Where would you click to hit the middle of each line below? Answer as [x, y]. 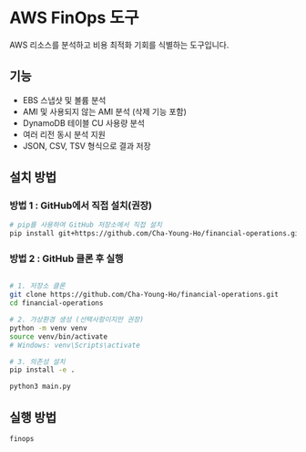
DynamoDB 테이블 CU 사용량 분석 [84, 122]
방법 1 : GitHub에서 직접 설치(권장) [81, 205]
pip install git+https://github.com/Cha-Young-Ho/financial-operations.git [156, 234]
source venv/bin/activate [58, 336]
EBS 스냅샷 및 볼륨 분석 [64, 100]
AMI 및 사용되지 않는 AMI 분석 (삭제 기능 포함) [104, 111]
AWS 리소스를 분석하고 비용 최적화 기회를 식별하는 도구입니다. [119, 45]
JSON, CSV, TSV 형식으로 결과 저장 [87, 145]
